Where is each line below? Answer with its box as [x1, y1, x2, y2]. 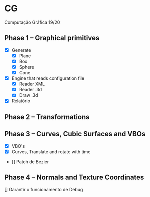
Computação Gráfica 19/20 [4, 19, 60, 25]
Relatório [11, 98, 31, 104]
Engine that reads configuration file [11, 75, 85, 81]
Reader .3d [19, 87, 42, 93]
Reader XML [19, 81, 45, 87]
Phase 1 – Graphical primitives [4, 34, 100, 42]
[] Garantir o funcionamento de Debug [4, 186, 83, 192]
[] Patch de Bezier [11, 158, 49, 165]
